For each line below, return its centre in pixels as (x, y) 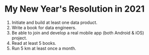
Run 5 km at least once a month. (44, 48)
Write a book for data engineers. (44, 27)
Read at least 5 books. (34, 43)
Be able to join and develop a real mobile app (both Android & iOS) (78, 33)
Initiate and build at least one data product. (54, 22)
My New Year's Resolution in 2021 (75, 9)
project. (19, 38)
